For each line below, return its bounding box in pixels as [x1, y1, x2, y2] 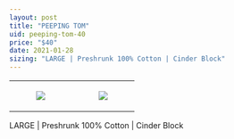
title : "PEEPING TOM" [9, 21, 90, 30]
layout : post [9, 12, 58, 22]
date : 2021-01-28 [9, 46, 74, 55]
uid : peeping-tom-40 [9, 29, 87, 38]
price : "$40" [9, 37, 58, 47]
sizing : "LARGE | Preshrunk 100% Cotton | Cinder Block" [9, 54, 226, 63]
